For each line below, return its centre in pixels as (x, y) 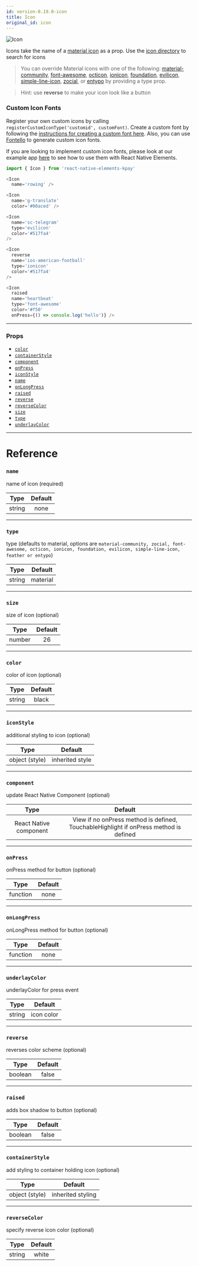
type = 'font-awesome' (37, 304)
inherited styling (74, 1194)
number (20, 640)
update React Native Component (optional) (58, 795)
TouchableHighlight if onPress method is (125, 827)
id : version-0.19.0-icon (37, 12)
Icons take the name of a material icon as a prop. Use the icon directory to (96, 51)
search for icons (26, 57)
